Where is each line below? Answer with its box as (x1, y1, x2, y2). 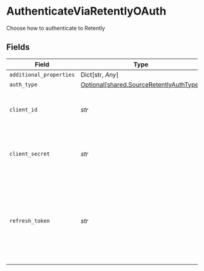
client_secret (9, 150, 50, 157)
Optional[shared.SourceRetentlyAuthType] (80, 80, 202, 89)
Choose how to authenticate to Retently (6, 24, 105, 32)
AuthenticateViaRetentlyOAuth (6, 4, 167, 18)
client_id (9, 106, 38, 113)
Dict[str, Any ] (80, 70, 119, 79)
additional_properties (9, 71, 75, 78)
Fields (6, 42, 30, 52)
